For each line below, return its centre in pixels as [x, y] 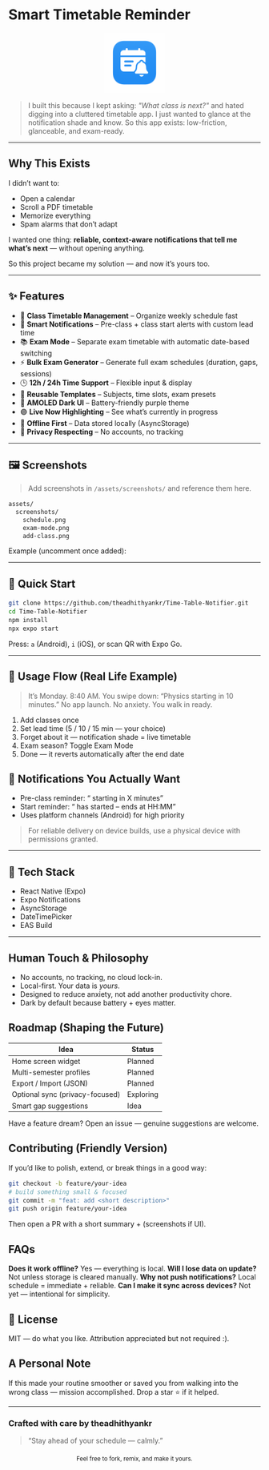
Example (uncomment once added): [67, 551]
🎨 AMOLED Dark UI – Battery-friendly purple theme [104, 403]
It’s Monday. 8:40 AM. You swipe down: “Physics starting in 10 [130, 696]
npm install [28, 620]
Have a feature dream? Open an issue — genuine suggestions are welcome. [133, 1123]
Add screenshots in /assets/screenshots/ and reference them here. [140, 488]
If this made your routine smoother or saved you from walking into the [123, 1383]
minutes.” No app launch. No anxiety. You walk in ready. [120, 704]
